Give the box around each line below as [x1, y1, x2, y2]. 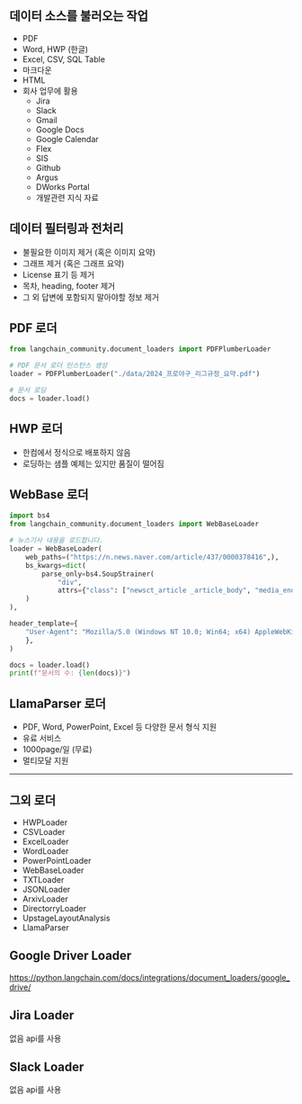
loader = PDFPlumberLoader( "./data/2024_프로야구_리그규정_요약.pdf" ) [9, 370, 261, 379]
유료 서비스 [22, 732, 62, 744]
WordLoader [22, 845, 69, 857]
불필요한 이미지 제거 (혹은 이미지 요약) [22, 247, 155, 257]
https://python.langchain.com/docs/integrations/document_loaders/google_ [9, 972, 290, 983]
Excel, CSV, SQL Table [22, 53, 106, 65]
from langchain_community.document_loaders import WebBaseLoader [9, 520, 259, 529]
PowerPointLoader [22, 855, 92, 866]
